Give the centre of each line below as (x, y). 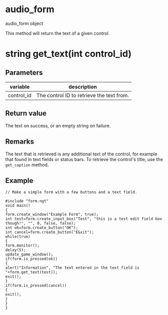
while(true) (18, 237)
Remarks (20, 141)
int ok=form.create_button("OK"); (42, 228)
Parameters (24, 72)
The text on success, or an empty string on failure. (58, 125)
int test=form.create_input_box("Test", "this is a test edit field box (84, 219)
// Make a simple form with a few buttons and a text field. (71, 192)
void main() (18, 206)
